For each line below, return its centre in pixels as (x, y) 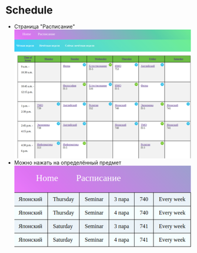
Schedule (29, 10)
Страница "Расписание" (44, 26)
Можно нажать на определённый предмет (68, 163)
